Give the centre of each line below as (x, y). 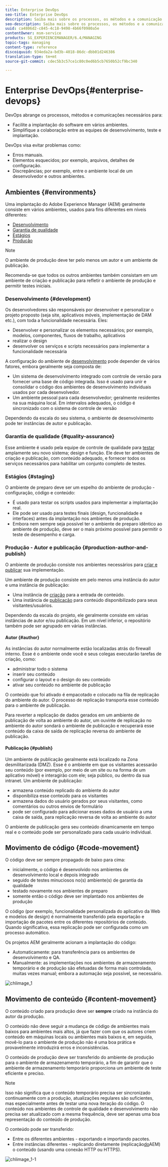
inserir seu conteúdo (34, 674)
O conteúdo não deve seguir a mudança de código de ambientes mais (77, 1026)
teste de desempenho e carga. (44, 534)
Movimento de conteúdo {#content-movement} (81, 999)
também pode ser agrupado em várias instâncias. (56, 626)
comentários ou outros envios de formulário (58, 806)
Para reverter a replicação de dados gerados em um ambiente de (72, 715)
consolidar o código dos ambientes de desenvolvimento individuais (82, 387)
